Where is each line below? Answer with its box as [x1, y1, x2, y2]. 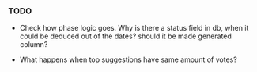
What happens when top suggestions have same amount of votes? [19, 55, 237, 64]
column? [19, 40, 48, 49]
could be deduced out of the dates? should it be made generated [19, 31, 232, 41]
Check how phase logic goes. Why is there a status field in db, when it [19, 23, 249, 33]
